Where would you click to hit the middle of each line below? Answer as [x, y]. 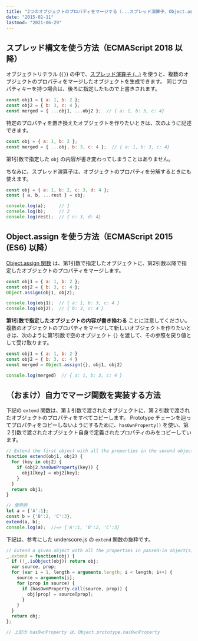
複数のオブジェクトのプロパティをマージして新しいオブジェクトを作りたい [96, 328]
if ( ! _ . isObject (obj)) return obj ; [55, 562]
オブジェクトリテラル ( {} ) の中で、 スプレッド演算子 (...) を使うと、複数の [95, 74]
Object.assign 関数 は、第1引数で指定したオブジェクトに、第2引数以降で [94, 263]
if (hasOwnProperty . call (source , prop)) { [75, 589]
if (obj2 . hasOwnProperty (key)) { [58, 468]
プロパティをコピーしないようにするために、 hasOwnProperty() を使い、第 [100, 425]
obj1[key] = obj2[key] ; [51, 473]
